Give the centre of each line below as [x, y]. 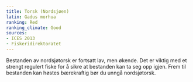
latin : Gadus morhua [31, 17]
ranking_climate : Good [34, 28]
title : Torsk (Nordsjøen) [37, 11]
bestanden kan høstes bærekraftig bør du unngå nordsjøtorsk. [81, 73]
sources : [17, 33]
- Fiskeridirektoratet [34, 44]
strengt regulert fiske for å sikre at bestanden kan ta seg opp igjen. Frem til [96, 66]
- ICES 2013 [20, 38]
